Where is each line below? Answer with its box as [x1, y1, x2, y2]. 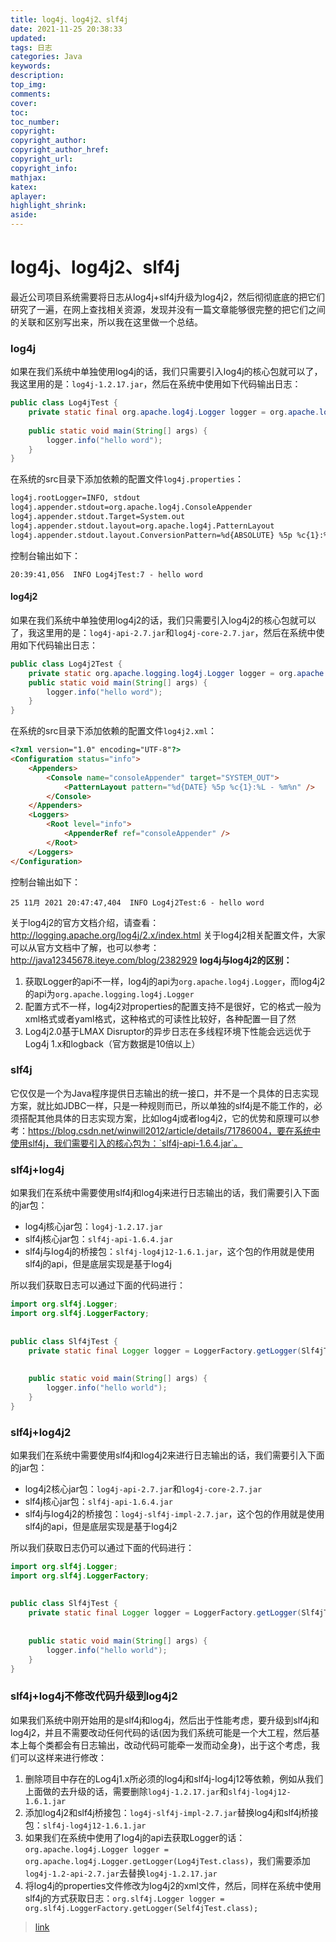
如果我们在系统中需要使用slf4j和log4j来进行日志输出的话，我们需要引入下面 [10, 1187, 320, 1199]
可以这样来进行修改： [18, 1751, 107, 1763]
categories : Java [10, 52, 83, 62]
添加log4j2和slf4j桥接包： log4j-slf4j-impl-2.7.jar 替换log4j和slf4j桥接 [24, 1806, 319, 1818]
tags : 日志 [10, 42, 53, 53]
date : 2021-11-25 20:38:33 [10, 24, 123, 34]
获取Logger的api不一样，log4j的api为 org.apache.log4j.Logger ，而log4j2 [24, 975, 326, 987]
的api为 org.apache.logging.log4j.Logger [24, 987, 195, 1000]
